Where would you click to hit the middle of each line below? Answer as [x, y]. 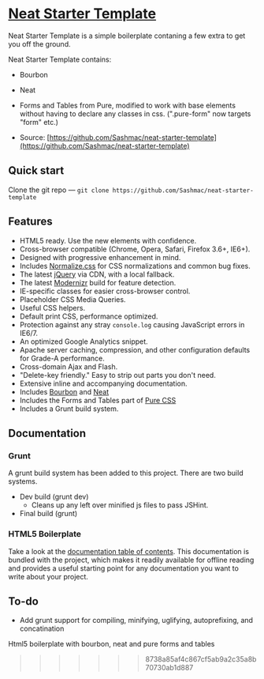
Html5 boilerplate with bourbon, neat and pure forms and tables [112, 644]
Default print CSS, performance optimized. [89, 316]
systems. [23, 481]
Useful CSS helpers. [52, 307]
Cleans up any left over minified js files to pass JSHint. [120, 505]
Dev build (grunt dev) [54, 497]
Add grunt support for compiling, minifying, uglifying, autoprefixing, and [136, 621]
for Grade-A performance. [62, 358]
